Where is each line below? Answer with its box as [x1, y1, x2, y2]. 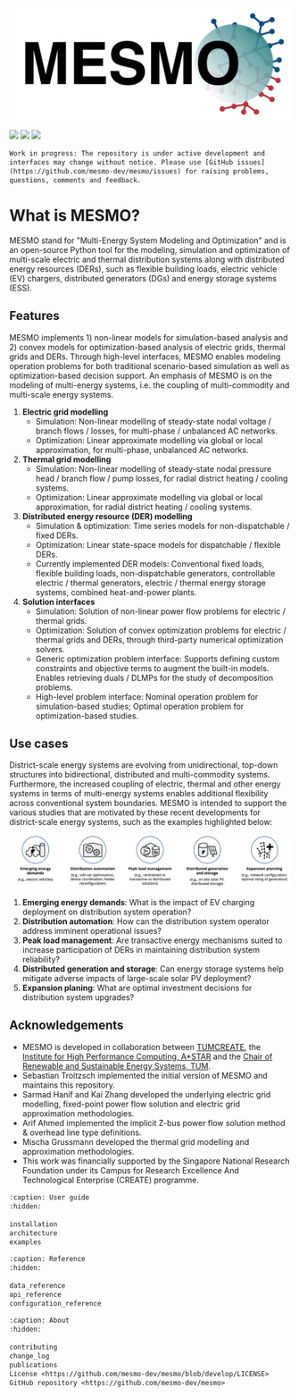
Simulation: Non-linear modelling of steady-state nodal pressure [35, 463, 272, 474]
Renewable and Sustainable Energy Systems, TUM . [21, 1060, 212, 1071]
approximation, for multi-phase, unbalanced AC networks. [35, 444, 249, 455]
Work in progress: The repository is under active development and [9, 148, 266, 158]
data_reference [9, 1281, 66, 1290]
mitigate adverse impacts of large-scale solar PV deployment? [21, 972, 252, 983]
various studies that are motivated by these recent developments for [9, 807, 262, 818]
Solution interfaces [21, 596, 96, 607]
